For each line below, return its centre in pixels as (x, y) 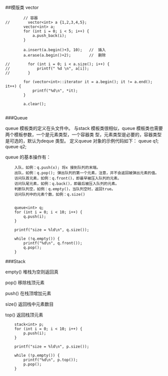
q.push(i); (35, 217)
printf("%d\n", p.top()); (51, 360)
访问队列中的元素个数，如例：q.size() (50, 194)
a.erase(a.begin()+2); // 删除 (65, 55)
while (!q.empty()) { (37, 239)
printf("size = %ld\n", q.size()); (52, 230)
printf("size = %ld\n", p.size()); (52, 347)
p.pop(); (33, 364)
